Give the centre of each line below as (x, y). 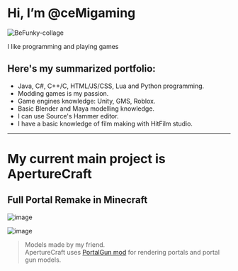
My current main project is (86, 159)
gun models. (43, 260)
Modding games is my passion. (63, 93)
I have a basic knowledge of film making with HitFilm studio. (105, 123)
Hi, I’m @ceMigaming (72, 13)
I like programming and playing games (63, 46)
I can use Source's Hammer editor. (68, 116)
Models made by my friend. (65, 244)
